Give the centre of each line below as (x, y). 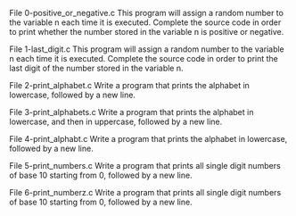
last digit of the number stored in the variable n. (97, 68)
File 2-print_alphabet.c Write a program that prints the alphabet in (129, 85)
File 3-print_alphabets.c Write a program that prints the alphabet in (132, 112)
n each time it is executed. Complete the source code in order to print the (144, 58)
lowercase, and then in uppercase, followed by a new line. (116, 121)
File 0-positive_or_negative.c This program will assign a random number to (146, 13)
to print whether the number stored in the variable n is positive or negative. (147, 32)
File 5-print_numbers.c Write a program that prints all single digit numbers (145, 166)
